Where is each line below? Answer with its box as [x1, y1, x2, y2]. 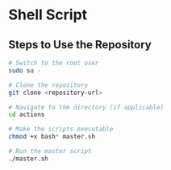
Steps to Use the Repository [8, 38, 152, 52]
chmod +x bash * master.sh [8, 133, 95, 141]
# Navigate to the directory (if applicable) [8, 103, 164, 111]
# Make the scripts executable [8, 125, 114, 134]
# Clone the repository [8, 81, 89, 89]
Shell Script [8, 6, 88, 24]
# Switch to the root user [8, 59, 99, 67]
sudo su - [8, 66, 42, 74]
